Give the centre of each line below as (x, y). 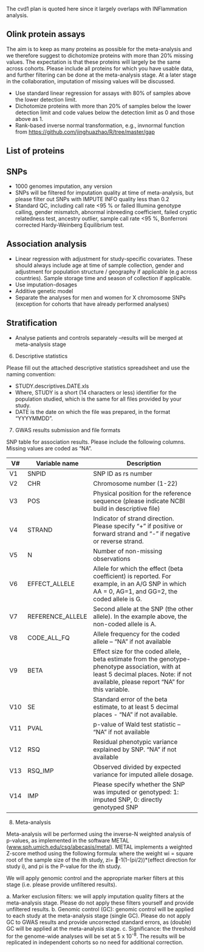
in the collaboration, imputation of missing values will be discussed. (91, 81)
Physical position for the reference (142, 493)
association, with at (153, 666)
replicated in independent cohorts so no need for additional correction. (95, 942)
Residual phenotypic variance (135, 742)
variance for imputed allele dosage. (143, 774)
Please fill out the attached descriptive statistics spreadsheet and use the (98, 368)
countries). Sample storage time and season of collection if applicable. (104, 278)
